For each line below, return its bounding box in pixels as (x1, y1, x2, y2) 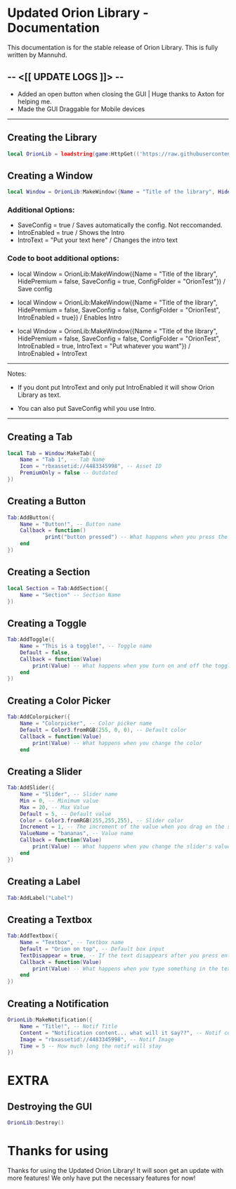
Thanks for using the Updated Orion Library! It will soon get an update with (7, 1166, 223, 1175)
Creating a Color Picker (7, 694, 111, 706)
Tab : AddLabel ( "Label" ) (7, 894, 74, 901)
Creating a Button (7, 495, 86, 507)
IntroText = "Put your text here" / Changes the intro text (17, 236, 178, 244)
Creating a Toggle (7, 617, 87, 629)
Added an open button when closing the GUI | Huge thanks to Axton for (17, 89, 225, 98)
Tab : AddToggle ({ (7, 636, 55, 643)
